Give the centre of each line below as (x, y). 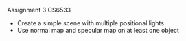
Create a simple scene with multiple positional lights (91, 23)
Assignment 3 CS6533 (39, 10)
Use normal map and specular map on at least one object (98, 30)
